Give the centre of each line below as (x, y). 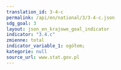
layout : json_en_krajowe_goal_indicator (58, 29)
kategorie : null (27, 52)
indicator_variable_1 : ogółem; (46, 46)
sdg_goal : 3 (21, 23)
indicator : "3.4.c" (31, 35)
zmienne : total (25, 40)
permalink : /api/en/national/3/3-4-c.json (60, 18)
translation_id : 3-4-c (35, 12)
